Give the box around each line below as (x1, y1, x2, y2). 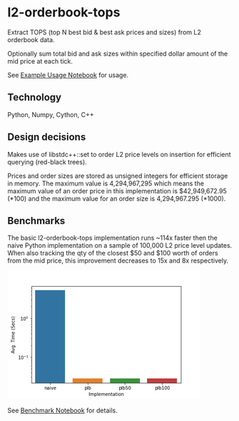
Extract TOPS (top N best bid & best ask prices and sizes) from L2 (7, 28, 201, 36)
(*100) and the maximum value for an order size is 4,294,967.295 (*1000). (7, 194, 226, 203)
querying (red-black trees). (7, 158, 87, 166)
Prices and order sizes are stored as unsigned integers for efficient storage (7, 171, 228, 180)
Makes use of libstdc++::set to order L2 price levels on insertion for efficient (7, 150, 231, 158)
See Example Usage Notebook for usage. (7, 71, 129, 79)
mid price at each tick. (7, 56, 73, 65)
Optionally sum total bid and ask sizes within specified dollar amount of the (7, 49, 228, 58)
